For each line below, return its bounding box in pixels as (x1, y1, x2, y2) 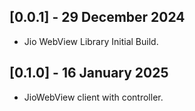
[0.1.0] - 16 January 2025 (9, 65, 169, 82)
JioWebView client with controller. (23, 91, 164, 103)
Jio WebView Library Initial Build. (23, 35, 159, 47)
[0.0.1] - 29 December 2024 (9, 9, 186, 26)
